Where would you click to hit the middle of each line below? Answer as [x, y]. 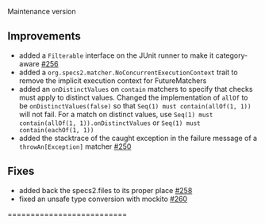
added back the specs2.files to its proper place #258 [106, 190]
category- [232, 55]
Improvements [44, 36]
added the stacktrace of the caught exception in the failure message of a [138, 138]
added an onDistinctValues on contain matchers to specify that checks [136, 89]
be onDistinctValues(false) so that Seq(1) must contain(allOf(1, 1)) [135, 105]
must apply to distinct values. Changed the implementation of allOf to [133, 97]
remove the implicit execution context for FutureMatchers [113, 80]
